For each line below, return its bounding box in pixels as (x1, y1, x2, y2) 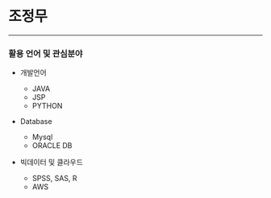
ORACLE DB (31, 141, 73, 151)
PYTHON (31, 101, 63, 111)
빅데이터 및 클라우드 (19, 158, 83, 167)
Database (19, 117, 52, 126)
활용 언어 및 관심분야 (8, 47, 83, 59)
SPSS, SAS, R (31, 174, 78, 184)
